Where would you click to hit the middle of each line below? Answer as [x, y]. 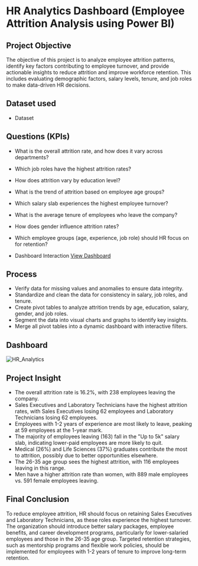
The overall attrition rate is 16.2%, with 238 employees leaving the [95, 393]
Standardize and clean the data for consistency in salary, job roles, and [101, 295]
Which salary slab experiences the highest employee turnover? [91, 203]
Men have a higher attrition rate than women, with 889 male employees [101, 475]
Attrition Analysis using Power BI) [90, 23]
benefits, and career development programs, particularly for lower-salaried [97, 532]
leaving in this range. [40, 468]
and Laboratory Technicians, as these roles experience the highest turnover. [99, 520]
